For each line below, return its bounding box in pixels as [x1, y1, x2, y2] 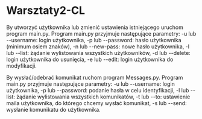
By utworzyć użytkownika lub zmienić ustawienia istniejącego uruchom [6, 24, 184, 31]
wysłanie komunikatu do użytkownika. [6, 106, 101, 113]
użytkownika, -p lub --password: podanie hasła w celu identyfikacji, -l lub [6, 86, 189, 94]
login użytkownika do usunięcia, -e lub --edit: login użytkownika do [6, 56, 174, 63]
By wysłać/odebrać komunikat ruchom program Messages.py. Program [6, 74, 183, 81]
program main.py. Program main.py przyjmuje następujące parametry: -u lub [6, 30, 197, 37]
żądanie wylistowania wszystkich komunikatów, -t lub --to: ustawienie [16, 93, 191, 100]
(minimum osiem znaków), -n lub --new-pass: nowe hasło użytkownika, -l [6, 43, 190, 50]
